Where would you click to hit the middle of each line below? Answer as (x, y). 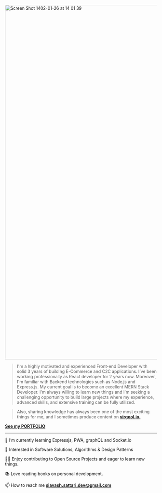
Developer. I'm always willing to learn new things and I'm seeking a (83, 392)
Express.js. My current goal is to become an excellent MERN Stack (83, 387)
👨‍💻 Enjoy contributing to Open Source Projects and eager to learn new (75, 459)
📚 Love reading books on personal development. (54, 474)
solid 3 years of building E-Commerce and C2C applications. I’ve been (87, 371)
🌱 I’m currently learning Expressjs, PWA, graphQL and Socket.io (68, 440)
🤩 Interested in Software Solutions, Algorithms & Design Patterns (69, 449)
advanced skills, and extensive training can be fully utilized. (76, 402)
